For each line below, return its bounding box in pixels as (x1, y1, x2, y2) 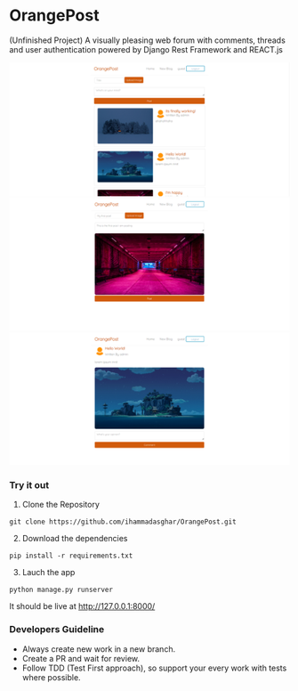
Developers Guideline (9, 623, 105, 636)
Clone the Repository (21, 500, 101, 510)
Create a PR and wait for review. (21, 653, 141, 663)
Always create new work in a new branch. (21, 643, 176, 654)
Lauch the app (21, 567, 76, 578)
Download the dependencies (21, 533, 128, 544)
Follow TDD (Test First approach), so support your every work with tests (21, 663, 287, 673)
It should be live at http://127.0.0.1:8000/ (9, 601, 156, 612)
